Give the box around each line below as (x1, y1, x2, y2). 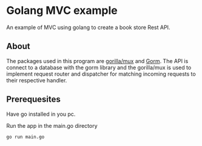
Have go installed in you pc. (6, 110, 76, 118)
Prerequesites (6, 95, 61, 105)
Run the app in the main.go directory (6, 122, 98, 129)
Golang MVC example (6, 4, 118, 18)
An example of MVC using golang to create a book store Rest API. (6, 24, 170, 31)
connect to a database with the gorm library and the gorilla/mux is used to (6, 64, 192, 71)
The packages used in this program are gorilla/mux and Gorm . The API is (6, 57, 189, 64)
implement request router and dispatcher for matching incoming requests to (6, 70, 196, 78)
